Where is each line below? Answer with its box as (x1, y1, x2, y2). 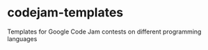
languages (7, 34, 38, 42)
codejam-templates (7, 5, 124, 21)
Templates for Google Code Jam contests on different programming (7, 27, 202, 36)
